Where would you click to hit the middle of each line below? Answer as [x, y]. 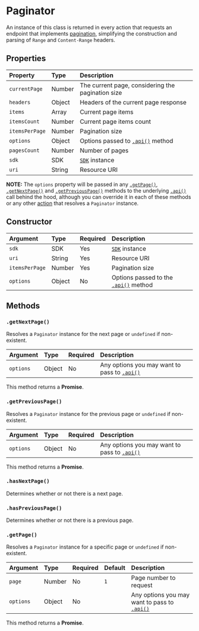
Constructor [29, 222]
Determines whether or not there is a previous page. [70, 520]
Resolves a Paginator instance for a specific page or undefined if [85, 547]
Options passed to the [142, 277]
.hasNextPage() [28, 481]
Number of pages [104, 150]
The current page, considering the [127, 85]
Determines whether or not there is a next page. [65, 494]
